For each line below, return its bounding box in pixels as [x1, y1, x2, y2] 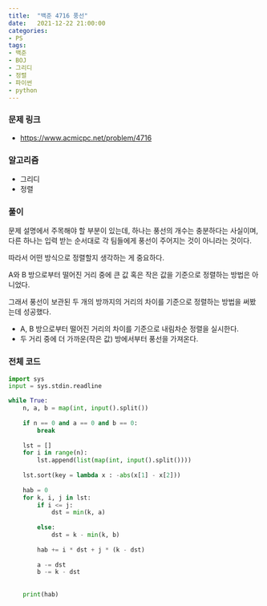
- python [8, 86, 38, 95]
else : [37, 523, 56, 531]
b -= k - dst [37, 568, 81, 576]
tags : [8, 42, 26, 50]
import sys [8, 374, 45, 383]
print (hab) [22, 591, 59, 599]
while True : [8, 397, 48, 405]
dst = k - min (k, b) [51, 531, 120, 539]
